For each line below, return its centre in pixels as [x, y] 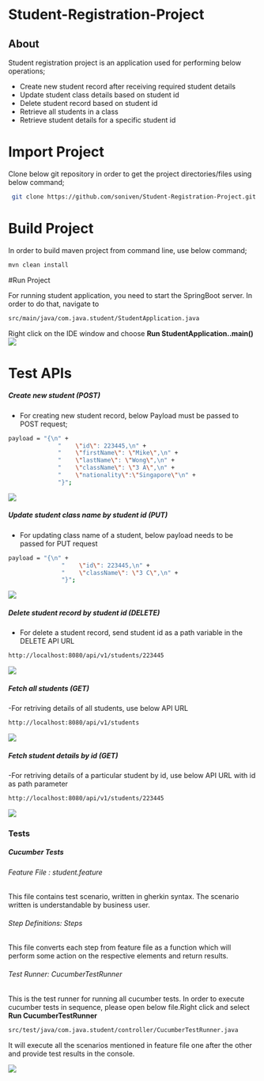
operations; [27, 71]
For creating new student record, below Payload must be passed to [129, 415]
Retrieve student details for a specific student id [98, 120]
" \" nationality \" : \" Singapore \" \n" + [127, 475]
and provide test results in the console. [72, 1053]
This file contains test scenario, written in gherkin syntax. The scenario [124, 897]
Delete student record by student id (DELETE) [84, 612]
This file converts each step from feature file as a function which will [120, 947]
